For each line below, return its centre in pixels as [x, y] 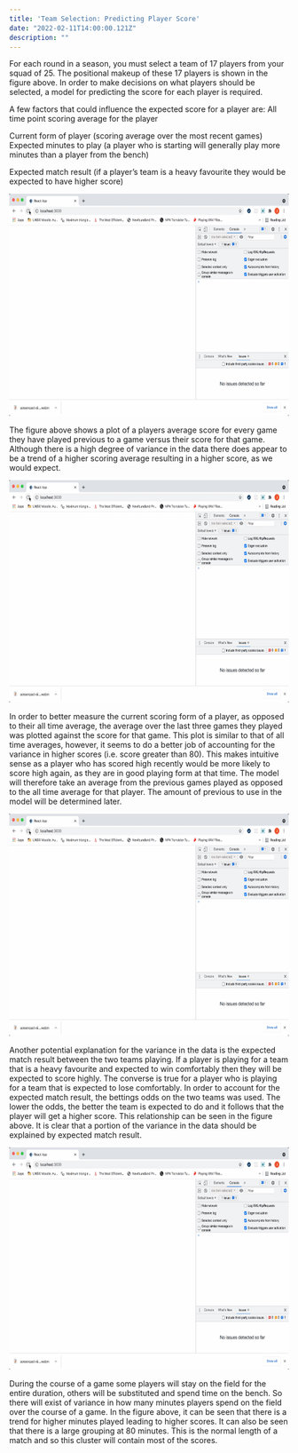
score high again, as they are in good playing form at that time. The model [144, 774]
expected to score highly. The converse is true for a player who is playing [143, 1078]
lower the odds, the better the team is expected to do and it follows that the [147, 1107]
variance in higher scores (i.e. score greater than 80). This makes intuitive [144, 754]
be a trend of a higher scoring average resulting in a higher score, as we [141, 458]
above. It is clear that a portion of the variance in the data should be [133, 1126]
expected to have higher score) [67, 181]
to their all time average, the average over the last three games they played [146, 726]
